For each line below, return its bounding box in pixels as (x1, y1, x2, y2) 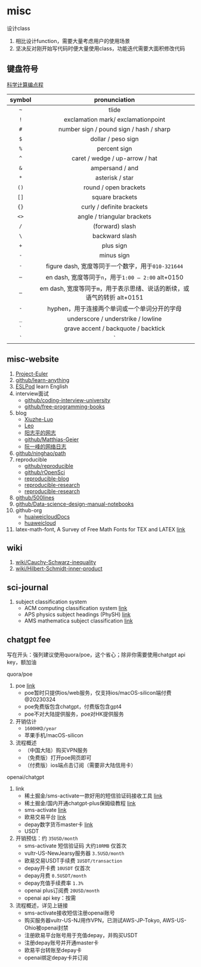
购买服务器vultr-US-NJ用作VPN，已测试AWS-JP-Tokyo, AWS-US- (24, 917, 187, 923)
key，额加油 (7, 658, 37, 666)
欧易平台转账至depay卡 (24, 947, 82, 953)
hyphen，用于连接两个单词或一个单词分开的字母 (47, 304, 182, 313)
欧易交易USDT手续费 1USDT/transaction (24, 857, 123, 864)
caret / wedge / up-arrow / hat (71, 154, 157, 162)
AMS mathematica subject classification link (24, 617, 133, 624)
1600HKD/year (24, 726, 57, 732)
